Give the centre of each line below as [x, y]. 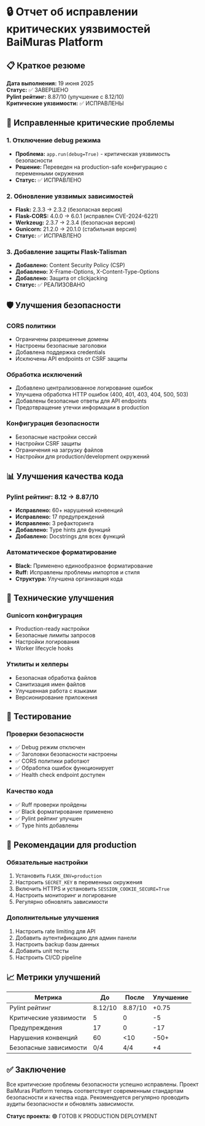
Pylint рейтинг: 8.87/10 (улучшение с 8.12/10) [65, 97]
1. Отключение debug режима [54, 141]
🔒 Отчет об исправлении [72, 12]
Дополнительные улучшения [53, 918]
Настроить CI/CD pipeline [48, 957]
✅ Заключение [36, 1069]
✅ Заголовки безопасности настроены [66, 754]
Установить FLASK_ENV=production [59, 876]
